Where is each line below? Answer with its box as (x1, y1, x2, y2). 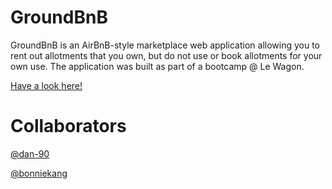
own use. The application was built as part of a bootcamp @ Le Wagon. (10, 60, 305, 72)
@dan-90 (10, 147, 50, 160)
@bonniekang (10, 167, 68, 179)
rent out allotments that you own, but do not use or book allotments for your (10, 49, 323, 61)
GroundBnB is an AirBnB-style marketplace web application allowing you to (10, 39, 320, 51)
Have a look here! (10, 79, 83, 91)
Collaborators (10, 115, 127, 138)
